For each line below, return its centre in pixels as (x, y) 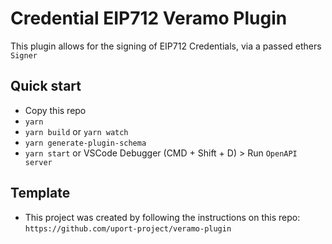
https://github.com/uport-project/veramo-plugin (128, 228)
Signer (24, 55)
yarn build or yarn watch (76, 131)
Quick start (46, 86)
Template (40, 193)
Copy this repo (55, 110)
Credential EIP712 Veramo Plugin (149, 18)
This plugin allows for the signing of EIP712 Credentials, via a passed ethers (166, 46)
